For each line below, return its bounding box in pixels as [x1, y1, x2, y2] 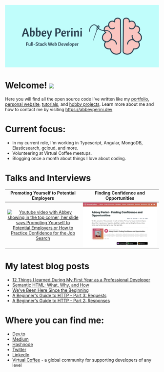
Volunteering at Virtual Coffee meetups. [12, 150, 92, 156]
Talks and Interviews [5, 172, 91, 184]
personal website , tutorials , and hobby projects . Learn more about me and [5, 101, 154, 107]
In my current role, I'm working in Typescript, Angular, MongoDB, [12, 139, 143, 145]
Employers [31, 195, 55, 201]
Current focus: [5, 123, 66, 135]
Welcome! [5, 80, 47, 91]
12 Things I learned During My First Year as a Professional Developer [12, 277, 150, 282]
